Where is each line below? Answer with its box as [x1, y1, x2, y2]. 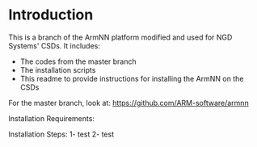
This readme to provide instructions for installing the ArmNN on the [19, 73, 244, 83]
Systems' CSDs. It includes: [8, 40, 101, 50]
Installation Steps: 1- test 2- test [8, 129, 115, 139]
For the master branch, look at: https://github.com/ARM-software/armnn [8, 98, 249, 107]
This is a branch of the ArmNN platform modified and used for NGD [8, 32, 233, 42]
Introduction [8, 6, 94, 24]
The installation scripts [19, 65, 96, 74]
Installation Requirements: [8, 113, 95, 123]
